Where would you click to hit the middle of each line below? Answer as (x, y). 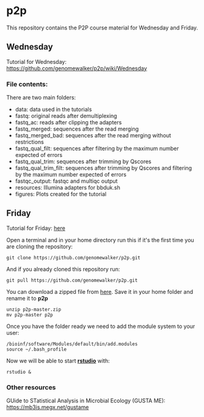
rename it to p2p (27, 298)
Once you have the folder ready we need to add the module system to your (101, 326)
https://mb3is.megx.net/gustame (48, 407)
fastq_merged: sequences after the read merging (77, 129)
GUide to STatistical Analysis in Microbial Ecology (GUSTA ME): (86, 401)
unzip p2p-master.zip (34, 309)
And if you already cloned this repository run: (63, 269)
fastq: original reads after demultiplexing (66, 116)
